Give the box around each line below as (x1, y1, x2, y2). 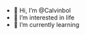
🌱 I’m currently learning (13, 21, 80, 28)
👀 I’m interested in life (13, 13, 75, 22)
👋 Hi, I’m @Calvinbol (13, 7, 71, 14)
